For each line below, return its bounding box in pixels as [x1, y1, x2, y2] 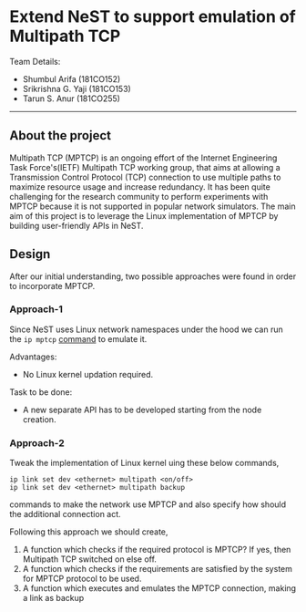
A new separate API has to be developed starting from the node [22, 404, 262, 415]
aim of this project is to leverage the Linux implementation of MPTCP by [9, 210, 279, 221]
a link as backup [22, 593, 85, 604]
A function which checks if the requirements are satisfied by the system [22, 564, 293, 575]
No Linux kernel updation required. [22, 368, 154, 379]
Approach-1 [9, 303, 64, 316]
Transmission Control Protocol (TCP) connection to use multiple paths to [9, 171, 281, 182]
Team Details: [9, 56, 61, 67]
